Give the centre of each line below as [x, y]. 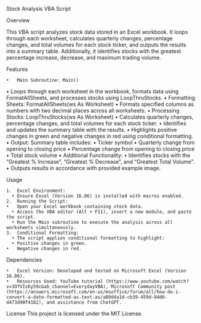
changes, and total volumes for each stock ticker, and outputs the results [96, 45]
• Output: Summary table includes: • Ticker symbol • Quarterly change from [100, 143]
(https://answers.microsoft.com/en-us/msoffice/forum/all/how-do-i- [94, 292]
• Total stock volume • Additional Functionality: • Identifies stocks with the [98, 155]
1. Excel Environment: [36, 191]
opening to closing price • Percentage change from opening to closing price [100, 149]
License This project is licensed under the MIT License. [74, 313]
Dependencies [24, 260]
